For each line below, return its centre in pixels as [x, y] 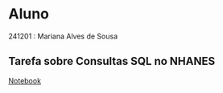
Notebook [25, 80]
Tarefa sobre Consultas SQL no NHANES [112, 61]
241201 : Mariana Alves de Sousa [63, 36]
